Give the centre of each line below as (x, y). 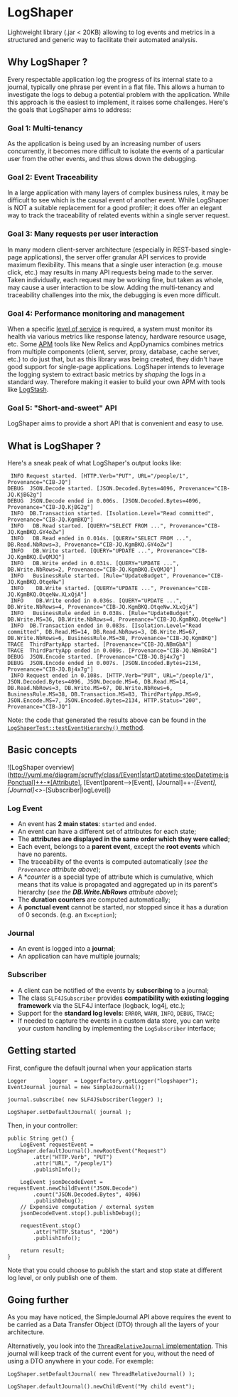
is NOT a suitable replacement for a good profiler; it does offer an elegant (115, 208)
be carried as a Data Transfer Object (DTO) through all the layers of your (113, 1325)
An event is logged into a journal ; (66, 949)
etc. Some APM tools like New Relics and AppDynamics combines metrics (115, 344)
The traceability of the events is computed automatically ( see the (113, 862)
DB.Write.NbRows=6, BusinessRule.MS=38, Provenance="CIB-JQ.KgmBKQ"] (113, 639)
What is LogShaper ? (54, 446)
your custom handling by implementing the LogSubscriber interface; (117, 1028)
